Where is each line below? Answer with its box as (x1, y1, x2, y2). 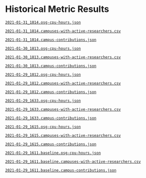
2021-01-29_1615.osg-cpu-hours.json (5, 124, 81, 129)
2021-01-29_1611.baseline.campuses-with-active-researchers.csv (5, 159, 141, 164)
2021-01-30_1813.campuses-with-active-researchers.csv (5, 55, 121, 60)
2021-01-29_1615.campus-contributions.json (5, 142, 97, 147)
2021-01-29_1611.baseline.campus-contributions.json (5, 168, 117, 173)
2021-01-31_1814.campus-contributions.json (5, 37, 97, 42)
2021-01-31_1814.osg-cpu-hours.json (5, 20, 81, 25)
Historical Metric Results (5, 3, 109, 15)
